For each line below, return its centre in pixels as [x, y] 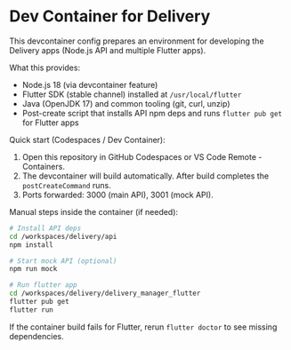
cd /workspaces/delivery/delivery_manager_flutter [105, 294]
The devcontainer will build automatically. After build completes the [145, 176]
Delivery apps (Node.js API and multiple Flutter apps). [108, 50]
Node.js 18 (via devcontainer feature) [90, 84]
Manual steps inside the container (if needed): [94, 211]
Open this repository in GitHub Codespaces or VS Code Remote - [142, 156]
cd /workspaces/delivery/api [63, 236]
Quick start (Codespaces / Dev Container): [88, 139]
